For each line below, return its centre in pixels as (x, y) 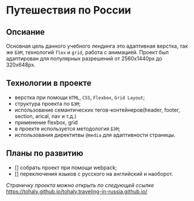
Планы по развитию (45, 153)
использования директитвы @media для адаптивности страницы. (95, 135)
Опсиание (25, 32)
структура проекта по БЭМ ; (47, 103)
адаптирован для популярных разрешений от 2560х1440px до (84, 58)
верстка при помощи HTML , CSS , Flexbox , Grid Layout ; (80, 97)
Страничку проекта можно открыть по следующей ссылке (80, 185)
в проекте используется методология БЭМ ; (67, 128)
